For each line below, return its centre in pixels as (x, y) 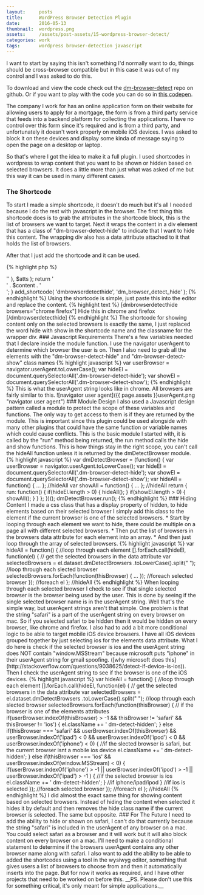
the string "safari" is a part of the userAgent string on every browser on (96, 615)
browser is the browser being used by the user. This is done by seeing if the (101, 595)
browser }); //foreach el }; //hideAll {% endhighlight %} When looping (93, 582)
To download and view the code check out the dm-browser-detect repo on (100, 87)
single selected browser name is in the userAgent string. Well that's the (95, 602)
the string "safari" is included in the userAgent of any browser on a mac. (97, 828)
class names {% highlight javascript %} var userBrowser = (97, 363)
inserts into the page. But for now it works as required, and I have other (95, 873)
